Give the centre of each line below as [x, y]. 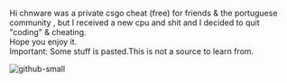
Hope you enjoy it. [43, 41]
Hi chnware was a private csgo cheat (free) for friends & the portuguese [143, 13]
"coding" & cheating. [48, 32]
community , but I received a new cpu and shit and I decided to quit [134, 23]
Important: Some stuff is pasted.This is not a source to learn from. [132, 51]
